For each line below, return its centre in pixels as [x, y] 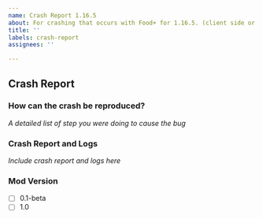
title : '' [24, 30]
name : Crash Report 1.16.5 [52, 15]
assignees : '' [31, 45]
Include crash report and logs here [65, 161]
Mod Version [33, 181]
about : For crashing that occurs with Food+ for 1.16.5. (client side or [132, 23]
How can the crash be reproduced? [77, 106]
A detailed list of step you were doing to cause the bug [97, 123]
